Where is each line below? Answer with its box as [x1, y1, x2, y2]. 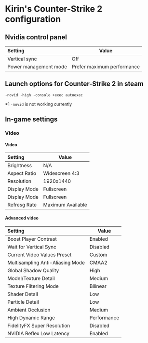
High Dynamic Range [7, 314, 55, 321]
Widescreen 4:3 [43, 170, 80, 177]
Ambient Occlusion [7, 306, 51, 313]
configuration [5, 14, 61, 25]
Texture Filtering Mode [7, 282, 59, 289]
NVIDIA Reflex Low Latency [7, 330, 70, 337]
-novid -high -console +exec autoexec [5, 93, 83, 97]
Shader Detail [7, 291, 39, 297]
